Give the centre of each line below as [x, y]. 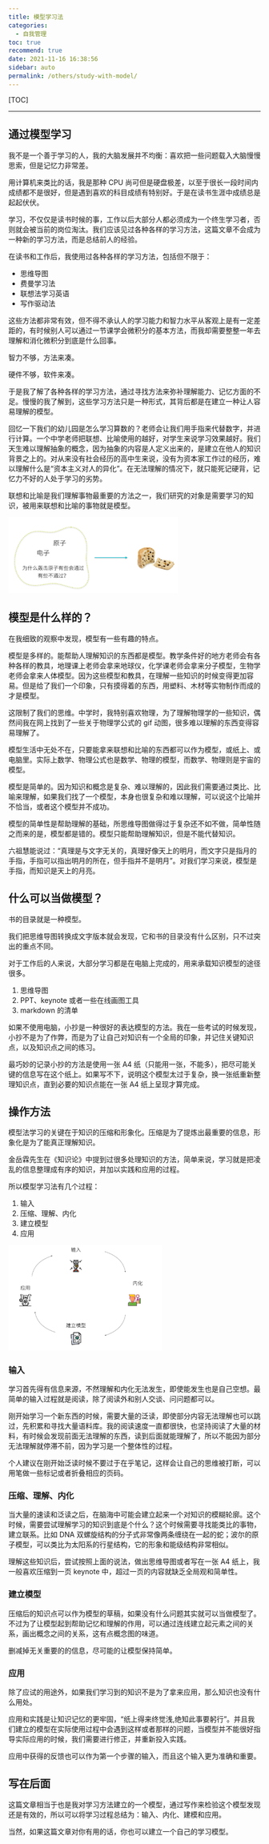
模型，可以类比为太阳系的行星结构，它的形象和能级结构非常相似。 [124, 1545]
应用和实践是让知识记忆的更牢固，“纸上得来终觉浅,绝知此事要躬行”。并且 [128, 1719]
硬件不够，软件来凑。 [43, 374]
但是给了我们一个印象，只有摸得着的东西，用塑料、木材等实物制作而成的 [141, 685]
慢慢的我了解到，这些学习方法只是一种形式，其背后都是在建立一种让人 [138, 401]
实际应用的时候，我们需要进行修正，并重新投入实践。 [102, 1739]
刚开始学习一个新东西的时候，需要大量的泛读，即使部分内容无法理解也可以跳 [134, 1416]
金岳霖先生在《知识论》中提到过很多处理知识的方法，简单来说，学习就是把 [131, 1160]
